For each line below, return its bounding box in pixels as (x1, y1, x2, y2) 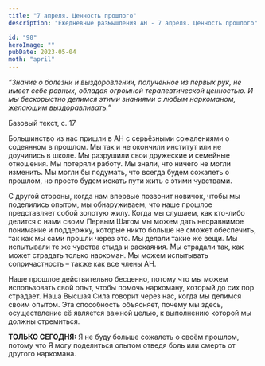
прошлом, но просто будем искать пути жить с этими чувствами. (8, 176, 232, 185)
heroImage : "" (8, 41, 56, 49)
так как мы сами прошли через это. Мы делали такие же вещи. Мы (8, 234, 238, 243)
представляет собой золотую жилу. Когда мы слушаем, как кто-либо (8, 208, 245, 217)
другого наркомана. (8, 349, 77, 358)
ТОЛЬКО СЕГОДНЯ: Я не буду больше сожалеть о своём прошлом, (8, 332, 240, 341)
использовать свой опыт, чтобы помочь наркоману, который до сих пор (8, 283, 255, 292)
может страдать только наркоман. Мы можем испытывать (8, 251, 208, 259)
